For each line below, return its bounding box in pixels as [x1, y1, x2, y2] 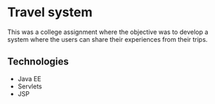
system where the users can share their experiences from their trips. [7, 35, 208, 43]
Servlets [17, 82, 43, 91]
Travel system [7, 4, 93, 21]
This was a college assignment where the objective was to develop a [7, 28, 209, 36]
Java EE [17, 74, 41, 83]
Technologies [7, 56, 70, 68]
